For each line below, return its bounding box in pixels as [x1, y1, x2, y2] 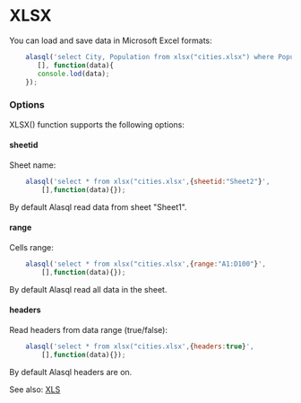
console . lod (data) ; [37, 69, 110, 78]
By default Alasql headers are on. [9, 366, 133, 377]
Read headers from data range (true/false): [9, 324, 168, 335]
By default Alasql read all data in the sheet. [9, 284, 168, 294]
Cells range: [9, 241, 54, 252]
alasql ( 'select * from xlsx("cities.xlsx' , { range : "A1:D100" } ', [25, 259, 267, 268]
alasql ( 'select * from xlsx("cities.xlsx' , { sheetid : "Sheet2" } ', [25, 177, 271, 186]
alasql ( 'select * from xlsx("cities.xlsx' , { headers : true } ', [25, 342, 254, 351]
